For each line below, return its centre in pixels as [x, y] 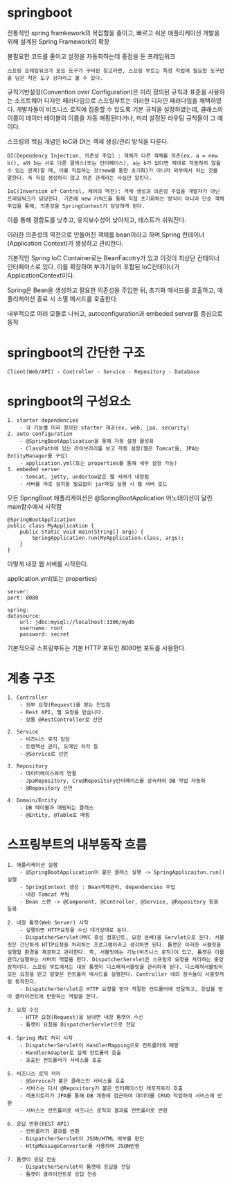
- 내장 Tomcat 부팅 [45, 894]
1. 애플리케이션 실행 [33, 865]
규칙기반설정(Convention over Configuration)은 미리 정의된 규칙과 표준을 [107, 92]
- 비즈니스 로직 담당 [45, 739]
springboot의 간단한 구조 [76, 353]
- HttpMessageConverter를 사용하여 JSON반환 [80, 1146]
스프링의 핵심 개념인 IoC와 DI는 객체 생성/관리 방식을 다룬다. [88, 141]
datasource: [24, 616]
